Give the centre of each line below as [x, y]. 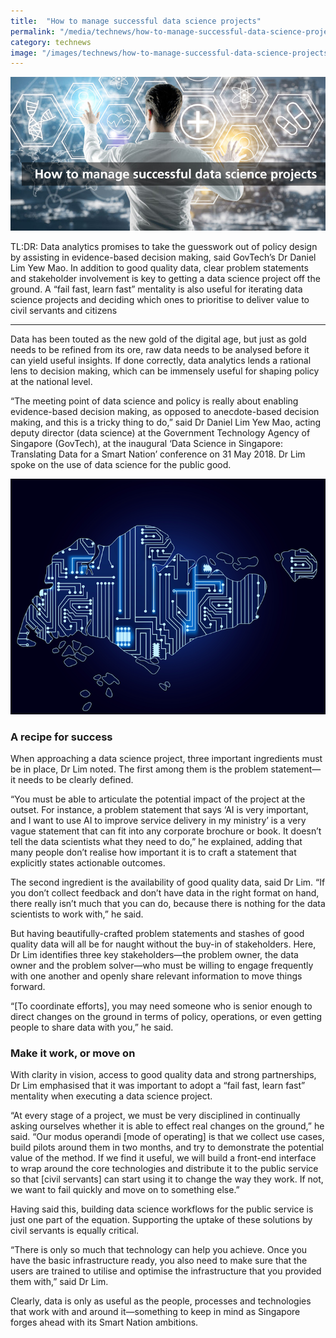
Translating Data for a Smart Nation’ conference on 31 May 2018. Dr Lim [158, 454]
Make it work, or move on [73, 1053]
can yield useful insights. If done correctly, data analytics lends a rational [161, 360]
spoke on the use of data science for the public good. [121, 464]
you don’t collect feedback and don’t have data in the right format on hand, [165, 893]
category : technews [51, 42]
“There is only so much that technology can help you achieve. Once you [159, 1250]
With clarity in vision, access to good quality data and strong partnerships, [163, 1075]
